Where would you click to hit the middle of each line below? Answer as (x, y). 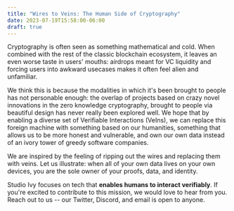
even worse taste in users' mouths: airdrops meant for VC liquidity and (109, 62)
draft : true (25, 27)
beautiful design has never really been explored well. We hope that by (108, 113)
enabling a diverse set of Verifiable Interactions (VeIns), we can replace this (117, 120)
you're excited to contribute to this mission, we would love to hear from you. (117, 192)
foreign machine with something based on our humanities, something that (114, 128)
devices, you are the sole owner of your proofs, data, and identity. (103, 171)
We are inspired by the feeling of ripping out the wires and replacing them (114, 156)
